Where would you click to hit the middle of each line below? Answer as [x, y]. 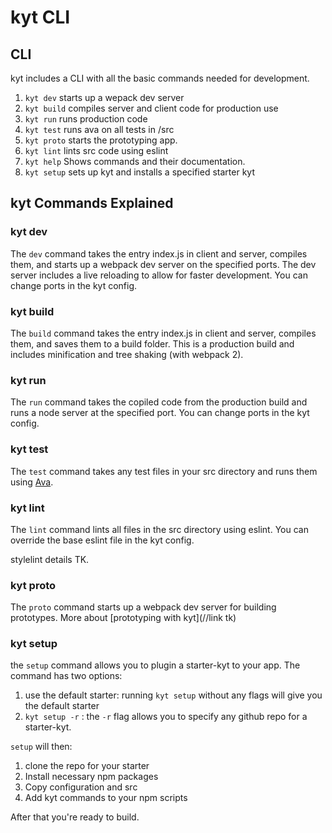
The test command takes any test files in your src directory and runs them [164, 471]
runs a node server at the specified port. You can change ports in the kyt [160, 413]
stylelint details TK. [50, 559]
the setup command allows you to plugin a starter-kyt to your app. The [155, 665]
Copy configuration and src [81, 787]
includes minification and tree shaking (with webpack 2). [127, 354]
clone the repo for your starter [87, 766]
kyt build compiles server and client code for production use [151, 108]
